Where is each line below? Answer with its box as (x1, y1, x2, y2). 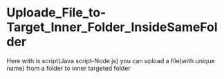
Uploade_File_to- (6, 5, 106, 21)
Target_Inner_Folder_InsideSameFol (6, 19, 218, 35)
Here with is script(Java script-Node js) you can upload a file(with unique (6, 56, 215, 65)
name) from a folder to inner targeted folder (6, 64, 131, 72)
